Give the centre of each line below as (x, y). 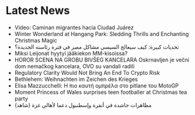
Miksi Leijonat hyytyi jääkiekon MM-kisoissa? (71, 53)
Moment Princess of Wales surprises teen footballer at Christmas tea (101, 92)
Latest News (38, 11)
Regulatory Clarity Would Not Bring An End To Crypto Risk (87, 72)
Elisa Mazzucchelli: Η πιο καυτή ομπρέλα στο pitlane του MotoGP (97, 85)
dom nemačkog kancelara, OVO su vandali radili (74, 66)
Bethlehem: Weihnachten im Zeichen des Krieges (76, 79)
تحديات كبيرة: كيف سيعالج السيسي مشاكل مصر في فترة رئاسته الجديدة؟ (97, 47)
